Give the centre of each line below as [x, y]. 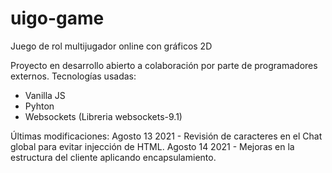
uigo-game [57, 18]
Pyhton [39, 106]
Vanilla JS [45, 95]
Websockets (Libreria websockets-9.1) [103, 116]
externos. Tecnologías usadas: [73, 76]
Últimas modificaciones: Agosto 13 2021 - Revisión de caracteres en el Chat [166, 136]
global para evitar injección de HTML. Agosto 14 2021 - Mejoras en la [152, 146]
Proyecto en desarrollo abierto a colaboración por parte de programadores [164, 65]
